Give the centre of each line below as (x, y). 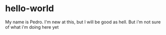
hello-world (30, 9)
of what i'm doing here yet (32, 27)
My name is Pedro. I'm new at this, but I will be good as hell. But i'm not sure (83, 22)
